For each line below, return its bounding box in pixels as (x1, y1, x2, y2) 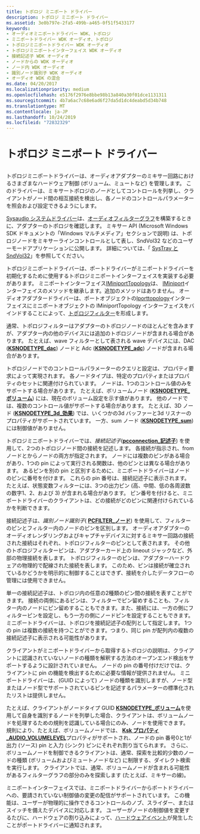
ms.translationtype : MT (6, 103, 66, 109)
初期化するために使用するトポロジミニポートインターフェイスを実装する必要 (6, 272, 194, 279)
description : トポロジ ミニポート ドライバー (6, 14, 109, 20)
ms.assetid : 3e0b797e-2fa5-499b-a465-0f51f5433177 (6, 20, 135, 26)
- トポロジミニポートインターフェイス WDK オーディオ (6, 48, 122, 54)
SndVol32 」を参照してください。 (6, 252, 88, 259)
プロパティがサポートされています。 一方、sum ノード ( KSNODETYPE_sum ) (6, 417, 194, 424)
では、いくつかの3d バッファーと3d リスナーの (76, 410, 192, 417)
